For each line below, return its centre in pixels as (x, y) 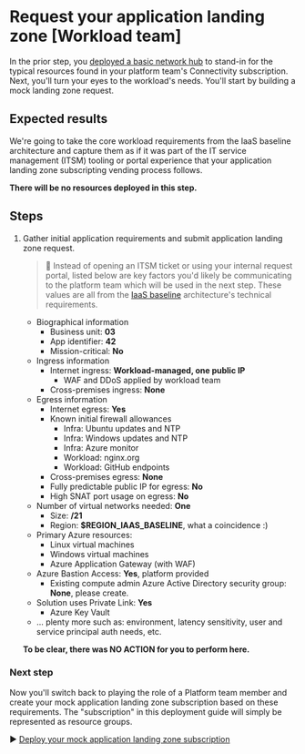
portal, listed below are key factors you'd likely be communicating (168, 275)
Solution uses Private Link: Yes (94, 602)
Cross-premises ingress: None (107, 390)
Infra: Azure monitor (101, 447)
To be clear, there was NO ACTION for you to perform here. (136, 649)
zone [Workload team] (96, 36)
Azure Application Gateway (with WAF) (122, 564)
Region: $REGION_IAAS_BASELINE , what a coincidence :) (159, 525)
